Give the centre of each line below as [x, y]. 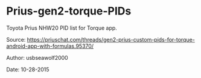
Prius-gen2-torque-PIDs [69, 11]
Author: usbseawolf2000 [37, 57]
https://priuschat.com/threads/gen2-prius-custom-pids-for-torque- [111, 39]
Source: [16, 39]
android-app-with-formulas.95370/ [50, 46]
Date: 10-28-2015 [28, 69]
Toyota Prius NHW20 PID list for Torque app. [62, 28]
